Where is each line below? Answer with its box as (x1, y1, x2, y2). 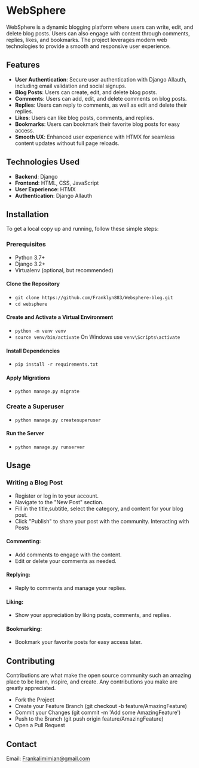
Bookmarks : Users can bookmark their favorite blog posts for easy (14, 121, 180, 128)
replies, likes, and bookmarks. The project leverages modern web (6, 36, 167, 43)
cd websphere (14, 301, 48, 307)
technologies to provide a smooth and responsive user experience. (6, 43, 171, 50)
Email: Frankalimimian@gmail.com (6, 755, 91, 762)
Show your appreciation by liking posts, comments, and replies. (14, 612, 172, 619)
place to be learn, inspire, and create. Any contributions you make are (6, 678, 178, 685)
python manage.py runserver (14, 444, 85, 450)
